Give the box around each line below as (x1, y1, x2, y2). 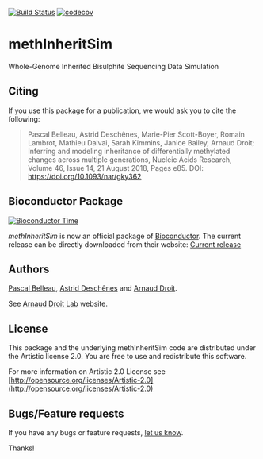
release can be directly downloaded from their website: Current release (8, 239, 242, 249)
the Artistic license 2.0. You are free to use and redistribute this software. (8, 352, 247, 361)
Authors (8, 262, 50, 276)
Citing (8, 84, 39, 98)
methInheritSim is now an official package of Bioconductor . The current (8, 231, 242, 241)
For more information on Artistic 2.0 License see (8, 367, 166, 376)
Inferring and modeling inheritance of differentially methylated (27, 146, 231, 156)
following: (8, 114, 40, 123)
